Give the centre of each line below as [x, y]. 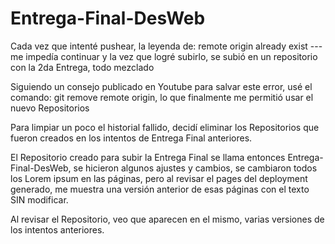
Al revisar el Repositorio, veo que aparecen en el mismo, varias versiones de [167, 219]
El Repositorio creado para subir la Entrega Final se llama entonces [148, 157]
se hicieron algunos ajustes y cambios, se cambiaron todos [195, 168]
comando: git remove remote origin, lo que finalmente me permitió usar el [162, 97]
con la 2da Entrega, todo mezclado [82, 67]
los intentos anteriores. [57, 229]
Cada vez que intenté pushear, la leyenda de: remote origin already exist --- [166, 46]
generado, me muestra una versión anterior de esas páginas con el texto [160, 189]
